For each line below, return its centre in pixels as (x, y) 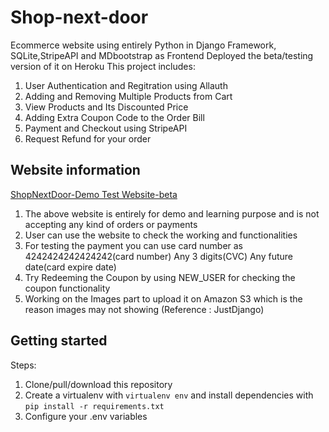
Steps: (23, 365)
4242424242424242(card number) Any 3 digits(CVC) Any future (159, 256)
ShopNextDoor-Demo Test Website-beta (94, 194)
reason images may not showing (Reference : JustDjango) (144, 309)
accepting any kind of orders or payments (111, 224)
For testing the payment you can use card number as (134, 245)
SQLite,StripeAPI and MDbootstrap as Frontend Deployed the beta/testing (162, 55)
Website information (75, 170)
